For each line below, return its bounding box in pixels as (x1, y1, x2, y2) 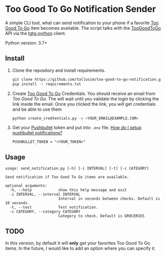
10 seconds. (5, 201, 30, 206)
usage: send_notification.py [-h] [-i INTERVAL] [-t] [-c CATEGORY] (5, 166, 149, 171)
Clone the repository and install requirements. (12, 67, 106, 73)
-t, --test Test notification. (9, 205, 98, 210)
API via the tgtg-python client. (5, 30, 66, 36)
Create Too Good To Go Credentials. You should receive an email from (12, 90, 156, 96)
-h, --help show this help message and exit (9, 188, 127, 193)
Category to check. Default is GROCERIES (58, 213, 145, 218)
